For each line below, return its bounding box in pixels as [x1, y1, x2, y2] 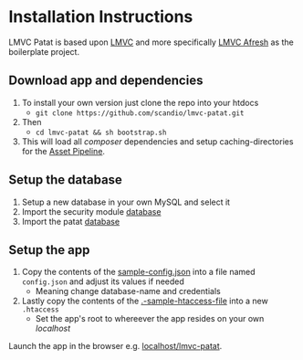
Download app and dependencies [8, 73, 204, 89]
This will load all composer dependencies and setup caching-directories [21, 135, 294, 147]
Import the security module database [21, 206, 162, 217]
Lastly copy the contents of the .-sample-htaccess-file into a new [21, 295, 268, 307]
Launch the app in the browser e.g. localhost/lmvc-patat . [8, 341, 223, 352]
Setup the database [8, 172, 122, 188]
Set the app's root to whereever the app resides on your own [35, 313, 265, 324]
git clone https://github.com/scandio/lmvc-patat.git [35, 108, 245, 118]
